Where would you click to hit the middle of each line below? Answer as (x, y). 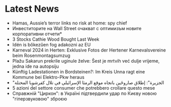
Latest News (32, 9)
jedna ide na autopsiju (36, 66)
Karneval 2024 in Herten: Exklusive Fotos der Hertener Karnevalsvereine (89, 50)
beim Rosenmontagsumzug (41, 55)
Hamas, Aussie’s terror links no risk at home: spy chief (70, 23)
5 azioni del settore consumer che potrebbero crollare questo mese (83, 88)
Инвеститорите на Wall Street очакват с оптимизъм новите (77, 28)
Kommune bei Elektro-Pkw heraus (48, 77)
